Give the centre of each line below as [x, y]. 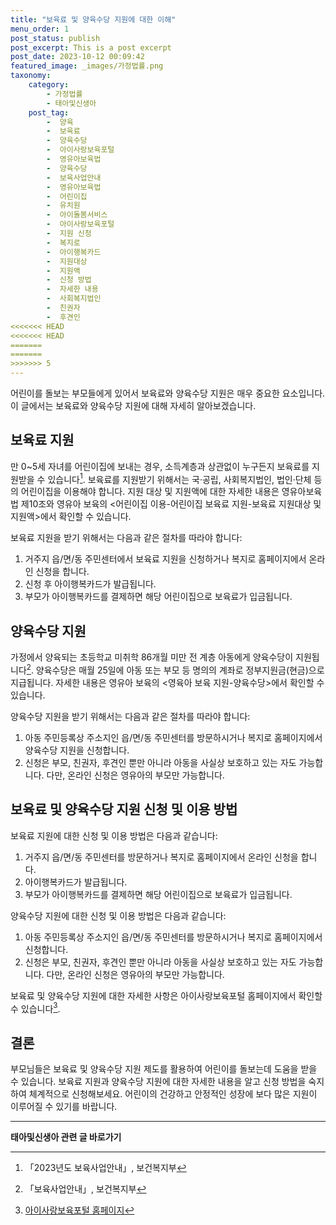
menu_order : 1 [40, 29]
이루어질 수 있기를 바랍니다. [64, 1107]
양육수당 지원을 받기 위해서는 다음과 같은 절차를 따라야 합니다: [130, 716]
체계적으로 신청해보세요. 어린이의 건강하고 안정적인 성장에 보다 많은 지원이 [173, 1094]
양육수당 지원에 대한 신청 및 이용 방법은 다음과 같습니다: [118, 915]
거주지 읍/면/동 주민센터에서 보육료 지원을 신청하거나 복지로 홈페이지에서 [165, 559]
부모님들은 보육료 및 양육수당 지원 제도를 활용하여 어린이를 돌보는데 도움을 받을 [164, 1069]
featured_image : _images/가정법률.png [87, 66]
